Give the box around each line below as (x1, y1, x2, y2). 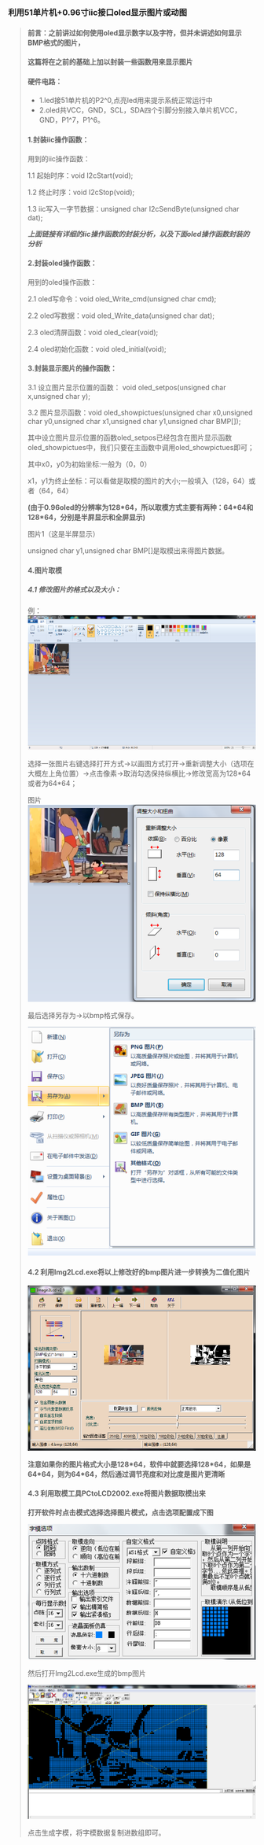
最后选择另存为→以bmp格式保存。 (27, 1011, 139, 1020)
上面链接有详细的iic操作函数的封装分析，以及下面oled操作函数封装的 (27, 229, 250, 238)
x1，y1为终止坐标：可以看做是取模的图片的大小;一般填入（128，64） (27, 476, 249, 485)
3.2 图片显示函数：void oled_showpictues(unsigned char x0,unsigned (27, 408, 253, 417)
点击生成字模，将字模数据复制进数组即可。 (27, 1828, 166, 1837)
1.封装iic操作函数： (27, 135, 90, 144)
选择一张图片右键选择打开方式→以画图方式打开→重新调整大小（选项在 (27, 758, 255, 768)
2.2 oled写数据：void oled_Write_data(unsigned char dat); (27, 311, 214, 320)
